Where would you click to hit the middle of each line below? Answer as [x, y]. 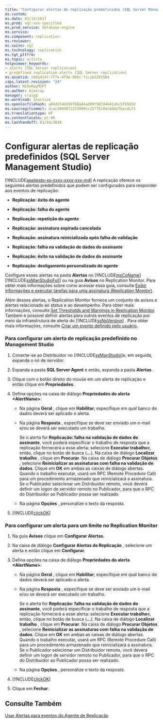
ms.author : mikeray [25, 91]
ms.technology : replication [33, 50]
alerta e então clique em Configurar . [49, 551]
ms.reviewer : [18, 41]
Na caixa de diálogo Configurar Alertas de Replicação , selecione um [82, 545]
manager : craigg [21, 95]
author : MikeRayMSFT [26, 86]
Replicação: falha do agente [41, 210]
